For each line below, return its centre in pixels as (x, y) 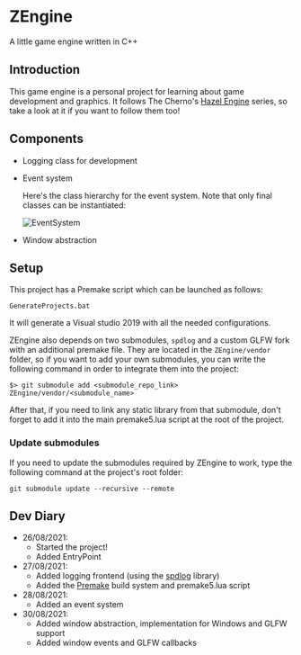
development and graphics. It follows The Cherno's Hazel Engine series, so (148, 101)
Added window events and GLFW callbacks (116, 643)
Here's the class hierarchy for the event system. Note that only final (147, 195)
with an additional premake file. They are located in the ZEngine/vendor (140, 350)
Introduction (45, 70)
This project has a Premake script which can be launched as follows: (136, 290)
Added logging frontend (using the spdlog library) (128, 576)
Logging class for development (80, 160)
